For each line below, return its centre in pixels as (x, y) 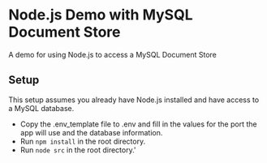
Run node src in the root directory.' (78, 150)
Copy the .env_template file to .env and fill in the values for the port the (138, 124)
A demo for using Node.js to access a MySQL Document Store (113, 54)
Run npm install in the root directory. (83, 141)
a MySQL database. (41, 108)
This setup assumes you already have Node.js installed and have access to (134, 100)
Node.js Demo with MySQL (101, 15)
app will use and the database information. (91, 132)
